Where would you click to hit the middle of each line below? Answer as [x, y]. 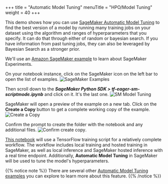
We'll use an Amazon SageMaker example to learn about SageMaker [76, 59]
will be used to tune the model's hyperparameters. [57, 161]
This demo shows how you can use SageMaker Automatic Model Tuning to [82, 22]
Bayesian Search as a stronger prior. [43, 49]
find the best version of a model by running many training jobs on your [78, 28]
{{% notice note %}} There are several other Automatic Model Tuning [77, 171]
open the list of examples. [32, 79]
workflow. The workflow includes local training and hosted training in [76, 145]
